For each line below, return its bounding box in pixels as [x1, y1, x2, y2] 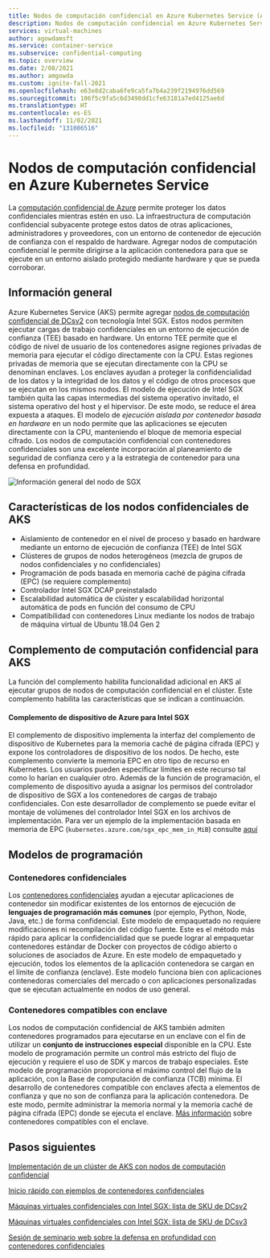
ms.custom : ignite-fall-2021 [8, 79, 106, 87]
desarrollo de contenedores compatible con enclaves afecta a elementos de [8, 1082, 260, 1092]
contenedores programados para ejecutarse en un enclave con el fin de [8, 1032, 246, 1041]
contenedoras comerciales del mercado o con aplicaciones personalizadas [8, 976, 257, 986]
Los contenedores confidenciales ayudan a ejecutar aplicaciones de [8, 891, 235, 900]
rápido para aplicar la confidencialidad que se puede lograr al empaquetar [8, 933, 255, 943]
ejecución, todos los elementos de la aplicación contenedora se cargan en [8, 959, 255, 969]
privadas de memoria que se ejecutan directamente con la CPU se [8, 358, 228, 368]
